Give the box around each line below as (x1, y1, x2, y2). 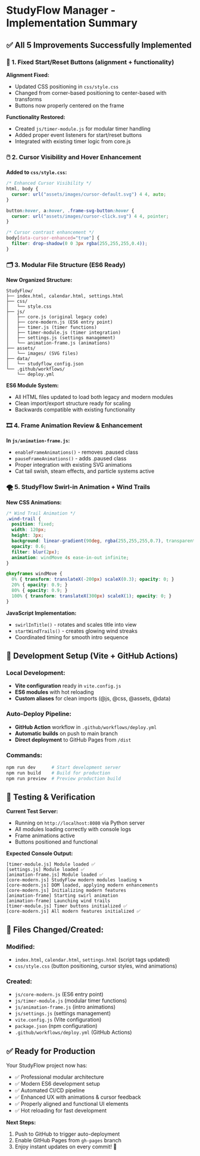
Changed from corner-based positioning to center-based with (14, 89, 167, 96)
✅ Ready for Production (6, 1046, 96, 1056)
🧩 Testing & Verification (6, 792, 95, 802)
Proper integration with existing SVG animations (14, 461, 132, 469)
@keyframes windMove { (6, 571, 62, 577)
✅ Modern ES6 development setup (14, 1080, 100, 1087)
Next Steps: (6, 1119, 36, 1126)
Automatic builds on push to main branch (14, 730, 118, 737)
